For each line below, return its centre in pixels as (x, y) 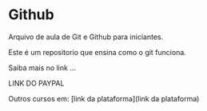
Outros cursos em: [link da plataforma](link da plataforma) (104, 98)
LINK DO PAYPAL (36, 83)
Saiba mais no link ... (42, 67)
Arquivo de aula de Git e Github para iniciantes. (86, 37)
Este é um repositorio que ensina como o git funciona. (97, 52)
